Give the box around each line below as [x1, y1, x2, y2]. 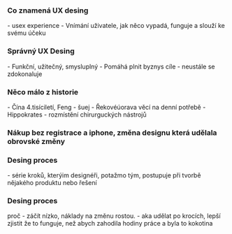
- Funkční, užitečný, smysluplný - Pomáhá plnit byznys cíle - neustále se [7, 62, 215, 71]
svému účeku [7, 29, 47, 37]
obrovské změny [7, 136, 65, 146]
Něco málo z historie [7, 87, 79, 96]
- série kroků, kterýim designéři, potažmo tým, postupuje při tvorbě [7, 171, 201, 180]
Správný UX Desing [7, 46, 75, 56]
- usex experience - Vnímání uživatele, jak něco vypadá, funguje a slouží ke [7, 22, 225, 30]
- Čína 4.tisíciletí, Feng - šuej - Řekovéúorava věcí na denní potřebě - [7, 103, 206, 111]
